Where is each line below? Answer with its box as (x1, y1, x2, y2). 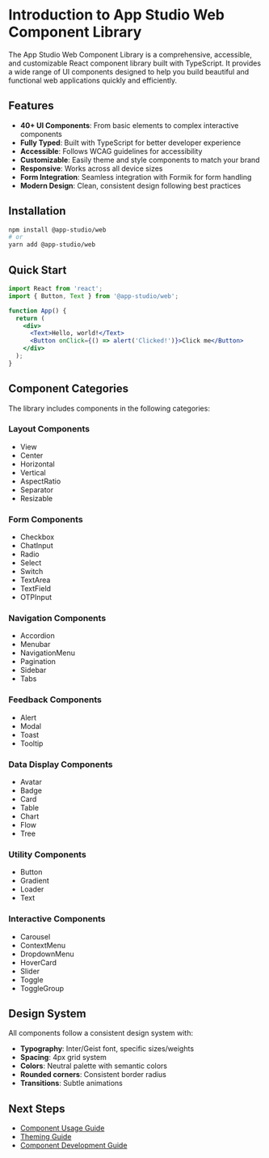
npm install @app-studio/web (8, 225, 107, 234)
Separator (19, 484, 54, 495)
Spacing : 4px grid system (19, 1053, 107, 1062)
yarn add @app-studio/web (8, 241, 95, 249)
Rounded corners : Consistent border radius (19, 1070, 167, 1079)
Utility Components (8, 849, 86, 860)
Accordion (19, 631, 55, 641)
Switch (19, 567, 44, 577)
